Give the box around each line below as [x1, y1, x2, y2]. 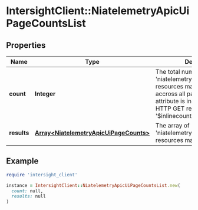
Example [6, 156, 39, 166]
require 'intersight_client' [6, 172, 78, 178]
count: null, [11, 188, 44, 194]
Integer [34, 90, 56, 98]
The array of [155, 122, 190, 129]
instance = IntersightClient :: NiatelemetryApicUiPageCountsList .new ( [6, 182, 181, 188]
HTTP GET [155, 104, 185, 113]
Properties [6, 40, 46, 50]
